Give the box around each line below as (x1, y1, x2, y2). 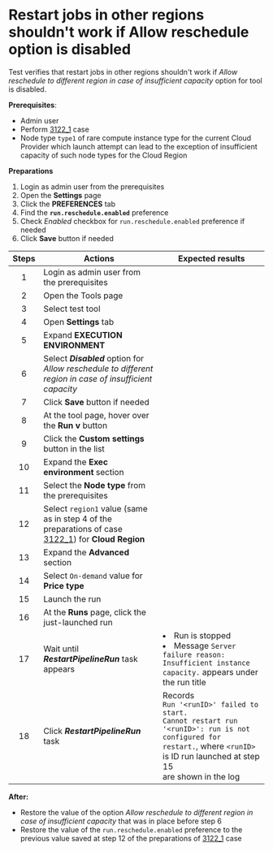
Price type (43, 580, 84, 591)
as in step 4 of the (43, 513, 112, 525)
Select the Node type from (43, 479, 146, 490)
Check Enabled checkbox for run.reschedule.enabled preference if (19, 216, 245, 226)
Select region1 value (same (43, 503, 148, 514)
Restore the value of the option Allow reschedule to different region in (19, 807, 253, 817)
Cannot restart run (162, 716, 238, 725)
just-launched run (43, 616, 113, 628)
